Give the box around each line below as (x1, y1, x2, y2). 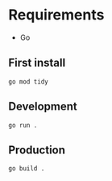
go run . (8, 121, 38, 129)
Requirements (8, 6, 105, 24)
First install (8, 56, 66, 70)
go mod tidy (8, 77, 48, 86)
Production (8, 143, 66, 157)
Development (8, 100, 78, 114)
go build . (8, 165, 45, 173)
